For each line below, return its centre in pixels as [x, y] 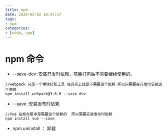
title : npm [16, 10]
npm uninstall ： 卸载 [34, 128]
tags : [11, 19]
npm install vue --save [30, 118]
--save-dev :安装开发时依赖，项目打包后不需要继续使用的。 [73, 74]
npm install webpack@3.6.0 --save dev [45, 94]
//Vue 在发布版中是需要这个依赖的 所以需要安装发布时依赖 [59, 114]
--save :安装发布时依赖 [36, 104]
